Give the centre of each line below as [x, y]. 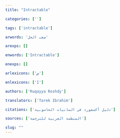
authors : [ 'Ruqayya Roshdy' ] [36, 91]
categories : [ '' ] [23, 19]
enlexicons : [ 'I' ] [24, 82]
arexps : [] [17, 46]
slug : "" [14, 128]
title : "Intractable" [28, 10]
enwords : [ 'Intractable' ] [32, 55]
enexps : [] [17, 64]
